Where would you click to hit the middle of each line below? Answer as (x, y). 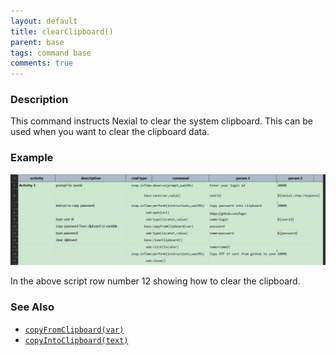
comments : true (42, 63)
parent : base (37, 42)
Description (39, 100)
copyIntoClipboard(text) (76, 340)
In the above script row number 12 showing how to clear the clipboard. (155, 281)
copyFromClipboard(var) (74, 330)
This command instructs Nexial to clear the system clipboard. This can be (161, 121)
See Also (32, 307)
